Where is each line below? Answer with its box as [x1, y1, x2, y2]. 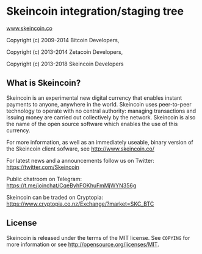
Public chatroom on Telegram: [6, 175, 82, 182]
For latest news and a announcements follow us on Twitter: [6, 157, 154, 164]
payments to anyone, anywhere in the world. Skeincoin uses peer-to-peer [6, 100, 192, 108]
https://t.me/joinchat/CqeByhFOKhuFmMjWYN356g [6, 182, 137, 189]
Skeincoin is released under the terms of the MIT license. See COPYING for [6, 234, 190, 241]
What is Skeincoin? [6, 78, 81, 88]
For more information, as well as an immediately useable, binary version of [6, 138, 193, 146]
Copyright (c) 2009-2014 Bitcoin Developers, [6, 36, 120, 43]
